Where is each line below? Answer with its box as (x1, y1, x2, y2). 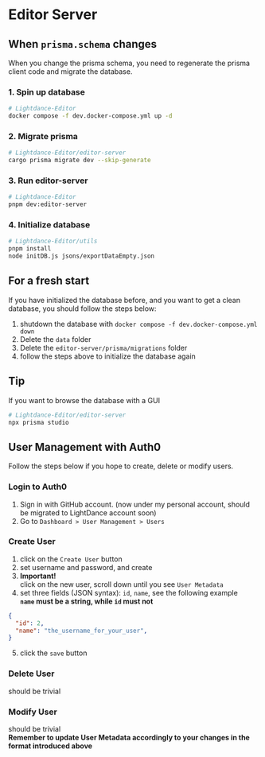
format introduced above (8, 741, 93, 751)
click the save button (19, 648, 88, 658)
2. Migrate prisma (8, 130, 78, 142)
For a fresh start (8, 274, 90, 288)
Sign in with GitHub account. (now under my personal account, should (19, 499, 251, 509)
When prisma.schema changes (8, 37, 158, 51)
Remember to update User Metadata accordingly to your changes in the (8, 732, 251, 742)
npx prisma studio (8, 418, 69, 426)
